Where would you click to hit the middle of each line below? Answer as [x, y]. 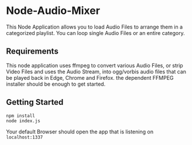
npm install [20, 116]
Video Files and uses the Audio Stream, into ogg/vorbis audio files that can [96, 72]
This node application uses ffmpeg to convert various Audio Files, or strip [95, 65]
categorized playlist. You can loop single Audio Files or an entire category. [96, 33]
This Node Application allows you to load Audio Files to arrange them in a [95, 27]
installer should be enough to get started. [56, 84]
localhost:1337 [25, 137]
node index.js [23, 121]
